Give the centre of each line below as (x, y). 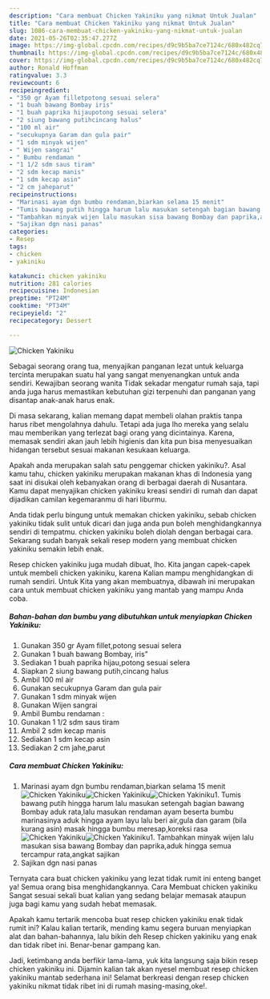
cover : (20, 61)
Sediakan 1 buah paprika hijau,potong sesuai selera (105, 663)
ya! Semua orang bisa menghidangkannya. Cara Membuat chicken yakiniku (133, 887)
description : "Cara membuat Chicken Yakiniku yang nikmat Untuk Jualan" (133, 16)
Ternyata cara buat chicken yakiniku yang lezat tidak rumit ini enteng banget (135, 878)
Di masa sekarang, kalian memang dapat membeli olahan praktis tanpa (126, 415)
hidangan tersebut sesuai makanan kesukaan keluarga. (100, 449)
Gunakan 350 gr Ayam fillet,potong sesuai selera (101, 645)
